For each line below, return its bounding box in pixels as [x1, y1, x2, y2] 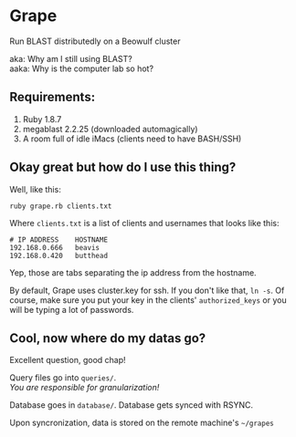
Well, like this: [9, 183, 61, 194]
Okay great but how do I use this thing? [9, 160, 237, 175]
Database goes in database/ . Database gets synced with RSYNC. [9, 400, 254, 411]
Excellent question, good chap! [9, 355, 126, 366]
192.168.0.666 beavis [9, 243, 100, 252]
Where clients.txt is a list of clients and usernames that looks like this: [9, 217, 280, 228]
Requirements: [9, 89, 96, 105]
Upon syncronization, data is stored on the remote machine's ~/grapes [9, 417, 274, 429]
